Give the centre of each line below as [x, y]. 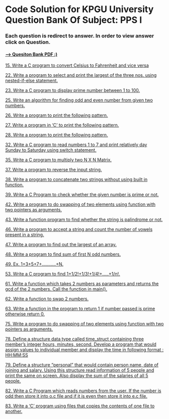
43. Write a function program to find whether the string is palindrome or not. [84, 220]
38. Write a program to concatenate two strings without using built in [76, 179]
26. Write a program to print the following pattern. [57, 115]
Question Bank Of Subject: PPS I [74, 20]
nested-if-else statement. [31, 81]
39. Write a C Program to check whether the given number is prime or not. [82, 195]
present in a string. [25, 235]
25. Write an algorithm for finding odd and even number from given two [79, 100]
